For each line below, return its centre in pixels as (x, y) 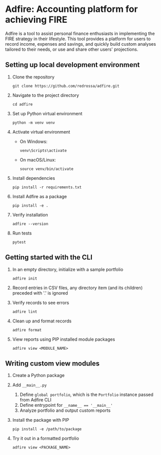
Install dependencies (34, 178)
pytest (19, 242)
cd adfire (23, 104)
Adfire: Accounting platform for (72, 9)
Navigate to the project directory (46, 95)
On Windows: (34, 141)
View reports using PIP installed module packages (64, 339)
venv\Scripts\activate (43, 151)
